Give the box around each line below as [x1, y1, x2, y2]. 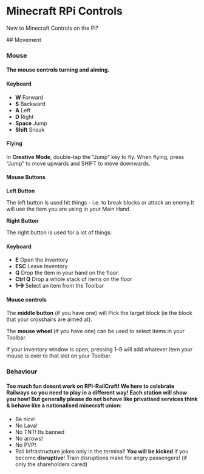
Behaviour [6, 367, 38, 376]
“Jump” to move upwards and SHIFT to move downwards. [6, 160, 151, 167]
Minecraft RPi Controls [6, 4, 123, 18]
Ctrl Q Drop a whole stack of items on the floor [15, 276, 132, 283]
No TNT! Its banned [15, 428, 65, 435]
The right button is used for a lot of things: [6, 229, 112, 236]
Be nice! [15, 415, 36, 422]
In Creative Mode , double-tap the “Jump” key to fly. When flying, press [6, 153, 184, 160]
